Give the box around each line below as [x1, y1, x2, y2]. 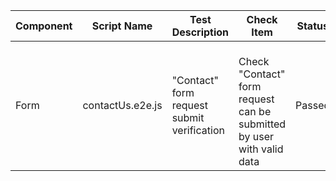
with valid [238, 142, 284, 156]
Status [296, 19, 329, 33]
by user [238, 130, 275, 143]
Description [171, 25, 230, 39]
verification [171, 124, 225, 137]
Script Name [91, 19, 153, 33]
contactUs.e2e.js [82, 99, 163, 112]
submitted [238, 117, 287, 131]
